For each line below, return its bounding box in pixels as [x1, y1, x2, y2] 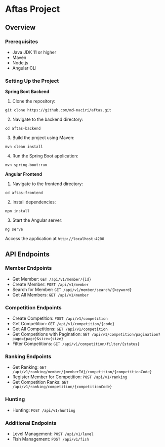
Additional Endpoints [5, 419, 57, 426]
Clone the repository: [12, 98, 56, 104]
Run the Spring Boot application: [12, 153, 79, 159]
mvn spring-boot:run [5, 162, 48, 168]
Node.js [12, 59, 29, 65]
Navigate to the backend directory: [12, 116, 83, 122]
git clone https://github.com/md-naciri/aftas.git [5, 108, 112, 113]
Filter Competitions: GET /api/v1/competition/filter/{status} [12, 341, 140, 347]
